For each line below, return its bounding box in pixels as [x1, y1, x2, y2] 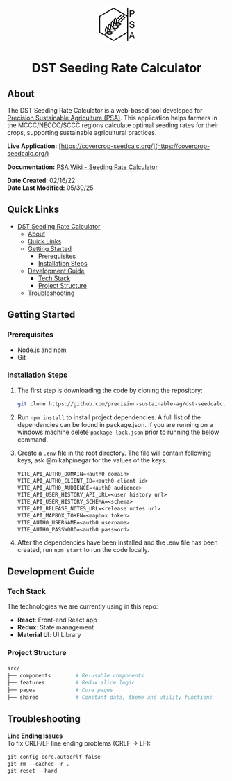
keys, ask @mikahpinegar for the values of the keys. [17, 456, 167, 465]
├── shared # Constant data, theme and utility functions [7, 694, 213, 701]
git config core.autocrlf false [7, 753, 101, 760]
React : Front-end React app [17, 615, 97, 625]
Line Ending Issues [7, 732, 63, 740]
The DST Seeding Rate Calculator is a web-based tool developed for [7, 106, 203, 114]
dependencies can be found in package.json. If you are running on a [17, 420, 213, 428]
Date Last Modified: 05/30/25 [7, 184, 94, 192]
